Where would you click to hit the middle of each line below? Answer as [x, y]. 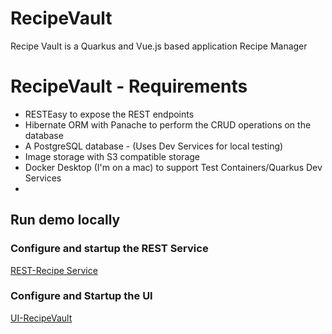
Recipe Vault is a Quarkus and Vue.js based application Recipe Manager [159, 46]
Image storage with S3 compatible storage [112, 156]
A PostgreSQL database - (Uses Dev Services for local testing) [154, 146]
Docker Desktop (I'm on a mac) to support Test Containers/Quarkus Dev [173, 167]
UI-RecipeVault [41, 318]
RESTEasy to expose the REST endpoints [109, 114]
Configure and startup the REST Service [109, 249]
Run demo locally [65, 220]
